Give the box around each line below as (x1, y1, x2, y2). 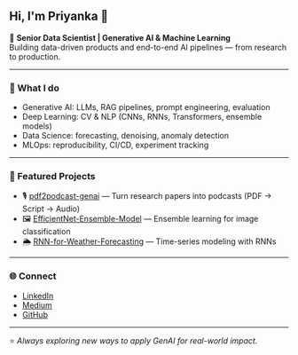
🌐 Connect (9, 270, 57, 282)
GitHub (21, 309, 49, 319)
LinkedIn (21, 290, 54, 301)
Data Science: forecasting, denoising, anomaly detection (21, 130, 229, 141)
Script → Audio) (21, 203, 81, 214)
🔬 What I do (9, 82, 59, 94)
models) (21, 121, 53, 131)
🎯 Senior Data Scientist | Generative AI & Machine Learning (9, 32, 231, 43)
